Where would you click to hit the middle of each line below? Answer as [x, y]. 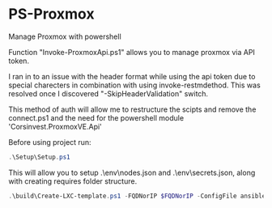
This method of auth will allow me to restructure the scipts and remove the [132, 109]
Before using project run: [50, 142]
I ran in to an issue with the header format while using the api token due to [132, 76]
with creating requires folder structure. [73, 181]
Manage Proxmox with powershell [65, 36]
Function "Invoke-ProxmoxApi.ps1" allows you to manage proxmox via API [132, 52]
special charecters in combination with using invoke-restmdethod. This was [134, 85]
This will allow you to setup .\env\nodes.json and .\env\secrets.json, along [132, 172]
